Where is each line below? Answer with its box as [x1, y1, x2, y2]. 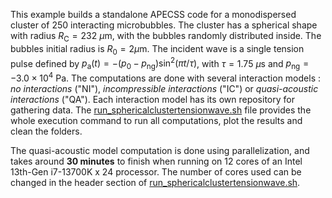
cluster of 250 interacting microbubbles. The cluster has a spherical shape [10, 19, 318, 31]
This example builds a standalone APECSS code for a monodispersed [10, 9, 297, 20]
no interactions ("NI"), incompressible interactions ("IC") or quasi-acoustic [10, 82, 319, 94]
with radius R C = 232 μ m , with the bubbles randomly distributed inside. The [10, 30, 322, 44]
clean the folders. [10, 125, 83, 137]
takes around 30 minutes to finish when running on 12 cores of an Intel [10, 155, 303, 167]
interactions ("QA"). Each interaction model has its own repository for [10, 93, 295, 105]
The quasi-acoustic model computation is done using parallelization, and [10, 144, 310, 156]
